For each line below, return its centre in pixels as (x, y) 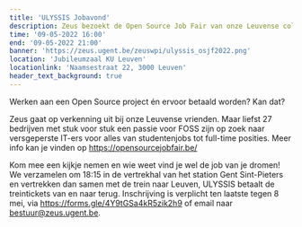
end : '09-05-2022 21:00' (56, 43)
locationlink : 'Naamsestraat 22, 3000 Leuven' (98, 68)
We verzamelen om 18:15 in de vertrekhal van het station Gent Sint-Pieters (147, 174)
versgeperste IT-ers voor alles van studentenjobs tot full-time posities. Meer (151, 138)
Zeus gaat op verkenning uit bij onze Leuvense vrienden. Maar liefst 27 (141, 118)
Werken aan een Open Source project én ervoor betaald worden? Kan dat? (147, 101)
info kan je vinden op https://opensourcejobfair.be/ (103, 147)
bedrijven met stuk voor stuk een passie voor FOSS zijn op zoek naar (137, 128)
